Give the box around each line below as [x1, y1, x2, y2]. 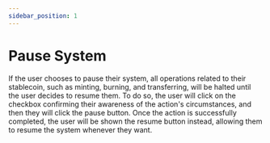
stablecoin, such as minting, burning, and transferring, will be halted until [8, 82, 251, 91]
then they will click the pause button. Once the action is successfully [8, 107, 237, 117]
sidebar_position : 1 [8, 11, 78, 20]
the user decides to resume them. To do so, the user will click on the [8, 90, 236, 100]
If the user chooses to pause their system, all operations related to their [8, 74, 247, 83]
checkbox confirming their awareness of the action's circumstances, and [8, 99, 252, 109]
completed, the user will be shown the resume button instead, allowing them [8, 116, 263, 126]
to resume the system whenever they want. [8, 124, 153, 134]
